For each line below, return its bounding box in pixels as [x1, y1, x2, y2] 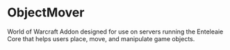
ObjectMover [7, 5, 85, 21]
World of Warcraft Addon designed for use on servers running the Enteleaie [7, 27, 224, 36]
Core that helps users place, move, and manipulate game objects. [7, 34, 195, 42]
